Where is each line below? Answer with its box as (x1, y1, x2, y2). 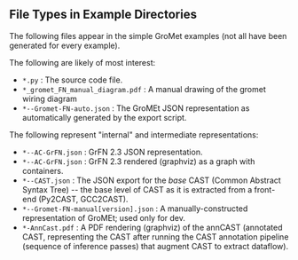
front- (254, 184, 276, 194)
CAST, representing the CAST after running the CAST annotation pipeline (21, 231, 289, 242)
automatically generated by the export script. (21, 112, 187, 122)
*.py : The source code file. (21, 75, 123, 85)
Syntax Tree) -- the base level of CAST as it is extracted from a (21, 184, 253, 194)
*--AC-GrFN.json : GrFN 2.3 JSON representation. (21, 146, 203, 157)
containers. (21, 165, 64, 176)
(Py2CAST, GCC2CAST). (38, 193, 129, 204)
